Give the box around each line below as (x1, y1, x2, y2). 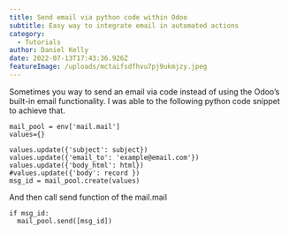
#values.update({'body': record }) (9, 169, 141, 177)
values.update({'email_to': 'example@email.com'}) (9, 153, 200, 162)
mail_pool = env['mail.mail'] (9, 122, 121, 131)
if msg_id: (9, 208, 49, 217)
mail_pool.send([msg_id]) (17, 216, 113, 225)
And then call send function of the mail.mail (9, 192, 168, 202)
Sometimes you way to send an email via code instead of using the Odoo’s (9, 86, 280, 97)
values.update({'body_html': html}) (9, 161, 144, 170)
